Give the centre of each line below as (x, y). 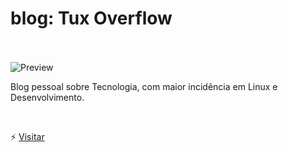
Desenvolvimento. (47, 97)
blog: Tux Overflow (91, 18)
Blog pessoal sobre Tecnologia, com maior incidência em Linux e (144, 86)
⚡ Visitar (27, 136)
